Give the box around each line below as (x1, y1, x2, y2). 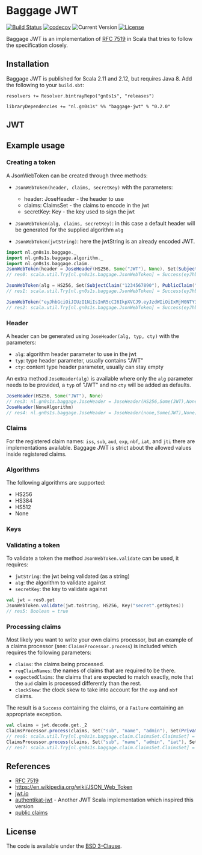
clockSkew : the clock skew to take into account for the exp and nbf (14, 686, 179, 693)
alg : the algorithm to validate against (14, 579, 106, 586)
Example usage (6, 140, 65, 150)
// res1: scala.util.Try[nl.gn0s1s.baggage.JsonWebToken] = (6, 288, 161, 295)
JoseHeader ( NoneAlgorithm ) (6, 404, 74, 410)
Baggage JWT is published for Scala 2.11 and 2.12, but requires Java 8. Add (6, 75, 192, 82)
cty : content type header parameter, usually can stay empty (14, 363, 164, 370)
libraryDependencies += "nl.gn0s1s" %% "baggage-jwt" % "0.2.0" (6, 103, 171, 109)
